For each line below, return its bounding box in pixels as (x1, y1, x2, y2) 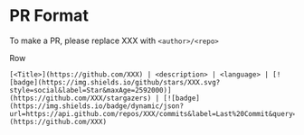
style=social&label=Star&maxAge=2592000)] (9, 85, 172, 94)
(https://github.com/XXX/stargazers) (9, 94, 152, 103)
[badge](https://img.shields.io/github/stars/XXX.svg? (9, 77, 221, 86)
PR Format (9, 5, 89, 26)
